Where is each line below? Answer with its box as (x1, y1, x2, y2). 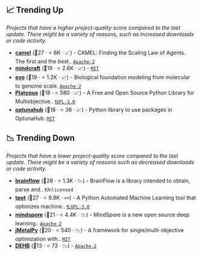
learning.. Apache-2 (14, 219, 62, 227)
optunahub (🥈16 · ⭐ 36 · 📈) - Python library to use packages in (14, 106, 172, 113)
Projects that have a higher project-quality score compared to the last (6, 24, 181, 31)
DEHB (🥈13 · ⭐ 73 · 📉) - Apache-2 (14, 242, 97, 249)
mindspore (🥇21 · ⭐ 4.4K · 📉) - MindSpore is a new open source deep (14, 211, 190, 218)
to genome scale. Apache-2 (14, 82, 81, 89)
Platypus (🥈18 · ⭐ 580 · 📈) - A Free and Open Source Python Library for (14, 89, 195, 96)
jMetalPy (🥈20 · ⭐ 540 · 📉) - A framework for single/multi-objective (14, 226, 184, 234)
